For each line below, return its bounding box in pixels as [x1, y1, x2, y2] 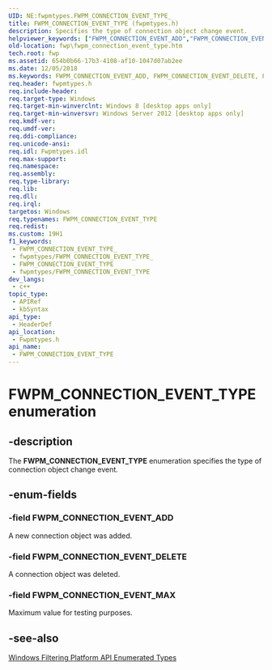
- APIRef [11, 298, 42, 306]
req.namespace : [8, 163, 60, 171]
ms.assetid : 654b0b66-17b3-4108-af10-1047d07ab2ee [8, 57, 183, 66]
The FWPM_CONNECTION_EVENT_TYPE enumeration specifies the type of [8, 456, 262, 465]
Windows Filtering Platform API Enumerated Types [8, 653, 176, 663]
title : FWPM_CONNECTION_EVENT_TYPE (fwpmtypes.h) [8, 19, 180, 28]
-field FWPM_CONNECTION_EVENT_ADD [8, 512, 174, 524]
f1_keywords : [8, 238, 53, 246]
